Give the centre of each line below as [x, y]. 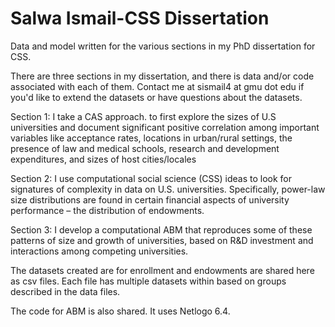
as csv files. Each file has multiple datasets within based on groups [148, 281]
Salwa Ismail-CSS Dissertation [140, 18]
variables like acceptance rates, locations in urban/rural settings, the [151, 138]
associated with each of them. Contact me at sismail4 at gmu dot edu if [157, 86]
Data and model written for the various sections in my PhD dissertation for [163, 46]
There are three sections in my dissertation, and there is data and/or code [162, 76]
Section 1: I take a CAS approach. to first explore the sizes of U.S [143, 116]
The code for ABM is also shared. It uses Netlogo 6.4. [120, 311]
